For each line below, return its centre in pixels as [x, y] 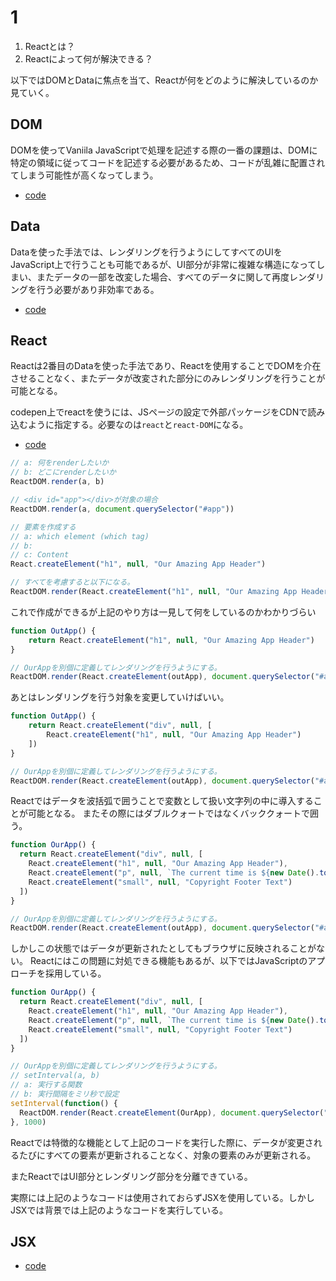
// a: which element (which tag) [80, 536]
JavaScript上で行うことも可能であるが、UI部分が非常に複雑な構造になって [163, 264]
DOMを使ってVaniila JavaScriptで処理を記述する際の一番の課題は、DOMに [164, 150]
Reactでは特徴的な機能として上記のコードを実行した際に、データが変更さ [162, 1142]
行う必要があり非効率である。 [98, 289]
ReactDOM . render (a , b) [57, 482]
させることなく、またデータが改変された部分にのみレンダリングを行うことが [168, 378]
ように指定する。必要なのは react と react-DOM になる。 [138, 425]
